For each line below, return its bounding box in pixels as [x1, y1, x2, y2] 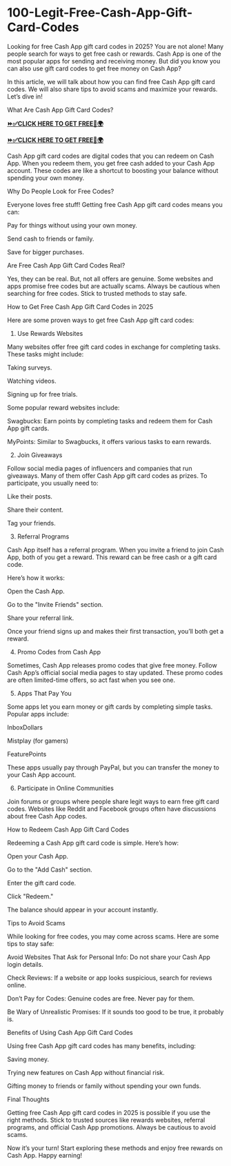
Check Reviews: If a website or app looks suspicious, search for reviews [7, 974, 212, 982]
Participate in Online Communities [17, 784, 114, 792]
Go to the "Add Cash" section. [7, 865, 93, 874]
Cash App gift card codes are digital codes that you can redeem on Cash [7, 152, 214, 160]
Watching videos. [7, 376, 57, 385]
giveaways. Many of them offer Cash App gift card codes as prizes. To [7, 471, 208, 480]
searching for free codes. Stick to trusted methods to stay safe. [7, 289, 188, 297]
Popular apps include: [7, 710, 70, 718]
